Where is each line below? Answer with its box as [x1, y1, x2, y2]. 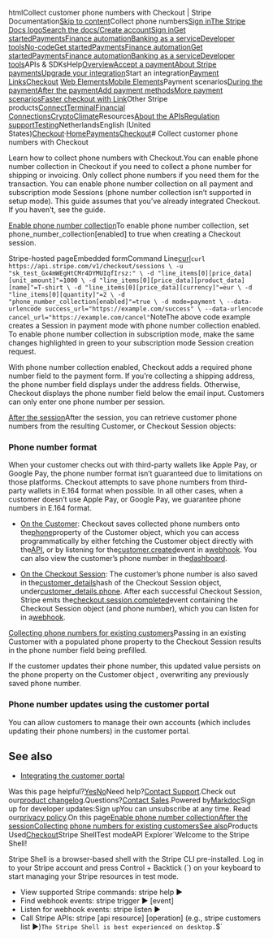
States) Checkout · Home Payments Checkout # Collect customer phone [8, 128, 238, 138]
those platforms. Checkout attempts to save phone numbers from [8, 477, 227, 487]
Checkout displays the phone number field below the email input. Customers [8, 389, 265, 398]
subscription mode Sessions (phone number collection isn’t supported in [8, 188, 252, 197]
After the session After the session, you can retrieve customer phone [8, 413, 237, 422]
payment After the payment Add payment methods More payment [8, 85, 223, 95]
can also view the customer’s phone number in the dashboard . [19, 554, 227, 563]
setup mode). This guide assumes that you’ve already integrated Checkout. [8, 196, 261, 206]
